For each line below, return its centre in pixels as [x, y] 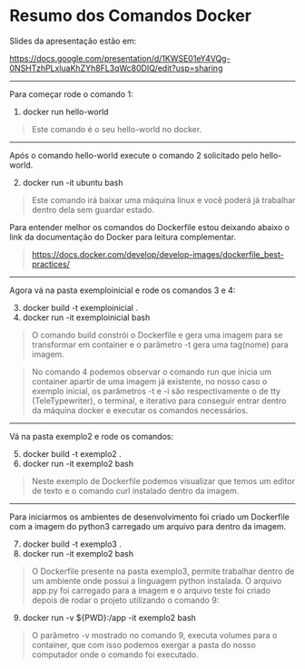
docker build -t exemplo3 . [72, 544]
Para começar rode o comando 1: [71, 94]
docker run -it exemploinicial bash [86, 317]
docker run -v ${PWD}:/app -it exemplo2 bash [109, 617]
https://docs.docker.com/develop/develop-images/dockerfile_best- [157, 254]
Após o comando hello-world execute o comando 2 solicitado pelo [134, 155]
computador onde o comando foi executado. [115, 654]
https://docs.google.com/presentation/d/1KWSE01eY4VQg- [120, 58]
